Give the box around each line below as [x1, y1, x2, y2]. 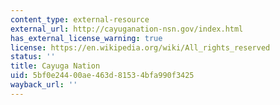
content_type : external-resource [10, 14, 150, 25]
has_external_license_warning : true [10, 33, 163, 43]
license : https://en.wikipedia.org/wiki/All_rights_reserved [10, 42, 271, 53]
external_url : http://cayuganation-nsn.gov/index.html [10, 24, 244, 34]
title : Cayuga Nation [10, 61, 101, 71]
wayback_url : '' [10, 80, 78, 90]
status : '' [10, 52, 56, 62]
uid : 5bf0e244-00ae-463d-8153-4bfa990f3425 [10, 71, 195, 81]
